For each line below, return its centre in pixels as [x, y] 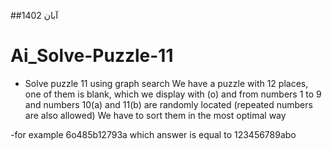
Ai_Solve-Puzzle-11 [92, 56]
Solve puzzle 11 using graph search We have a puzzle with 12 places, [166, 83]
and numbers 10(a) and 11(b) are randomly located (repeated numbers [168, 104]
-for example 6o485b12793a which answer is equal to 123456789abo [153, 134]
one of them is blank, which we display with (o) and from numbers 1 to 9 [173, 94]
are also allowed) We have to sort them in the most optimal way [155, 115]
